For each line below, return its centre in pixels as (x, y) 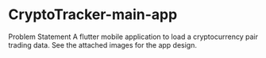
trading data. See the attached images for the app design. (102, 44)
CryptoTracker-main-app (93, 15)
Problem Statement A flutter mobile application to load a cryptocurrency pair (133, 37)
